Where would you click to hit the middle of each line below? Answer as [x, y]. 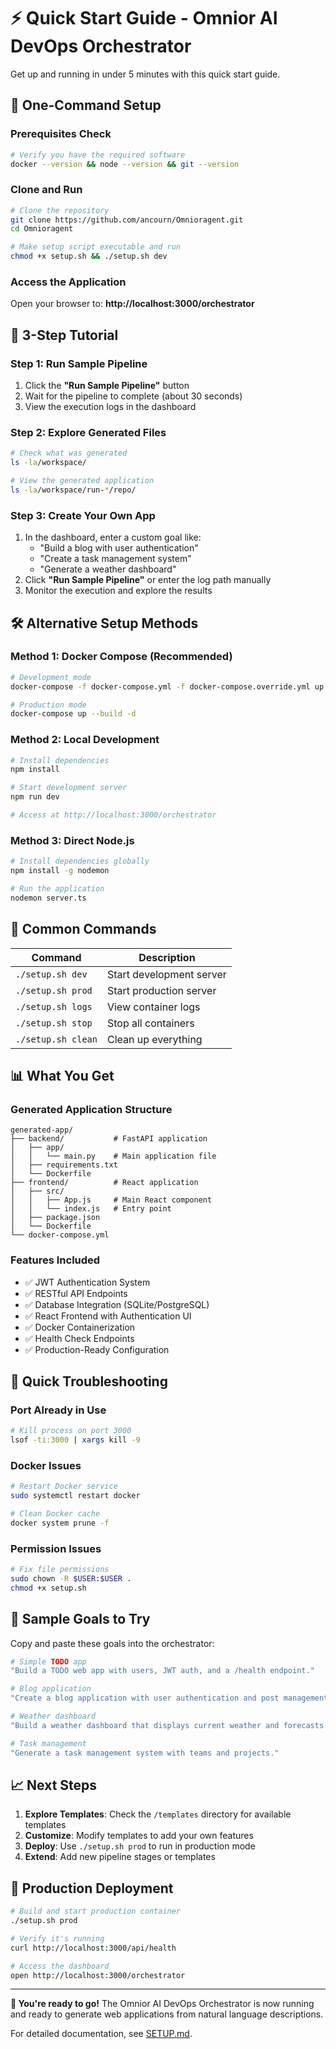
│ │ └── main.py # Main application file [113, 1156]
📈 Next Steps [54, 1785]
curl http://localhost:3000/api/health [93, 1948]
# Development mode [51, 677]
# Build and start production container [96, 1911]
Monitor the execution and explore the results [118, 591]
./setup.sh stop [54, 1023]
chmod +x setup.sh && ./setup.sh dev [89, 256]
